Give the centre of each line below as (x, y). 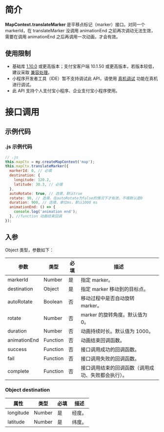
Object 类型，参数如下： (30, 250)
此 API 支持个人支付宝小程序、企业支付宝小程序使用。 (66, 90)
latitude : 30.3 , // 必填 (38, 184)
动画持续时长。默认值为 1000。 (117, 331)
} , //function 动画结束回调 (36, 216)
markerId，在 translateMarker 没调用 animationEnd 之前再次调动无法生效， (80, 30)
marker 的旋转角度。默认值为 (114, 314)
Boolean (53, 302)
